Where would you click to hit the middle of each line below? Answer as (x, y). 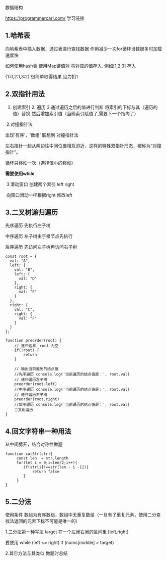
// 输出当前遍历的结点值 (36, 369)
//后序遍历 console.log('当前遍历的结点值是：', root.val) (72, 405)
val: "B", (25, 270)
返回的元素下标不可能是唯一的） (47, 521)
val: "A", (20, 261)
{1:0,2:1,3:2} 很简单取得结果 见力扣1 (41, 76)
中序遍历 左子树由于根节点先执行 (39, 236)
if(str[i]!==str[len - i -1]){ (56, 467)
